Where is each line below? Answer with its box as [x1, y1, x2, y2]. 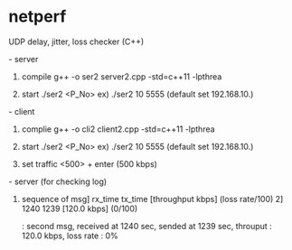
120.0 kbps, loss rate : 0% [21, 230, 118, 241]
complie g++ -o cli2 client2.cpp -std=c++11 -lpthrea [21, 124, 215, 134]
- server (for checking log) [8, 176, 108, 187]
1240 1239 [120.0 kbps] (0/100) [21, 203, 138, 214]
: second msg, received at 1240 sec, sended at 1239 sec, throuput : [21, 220, 272, 231]
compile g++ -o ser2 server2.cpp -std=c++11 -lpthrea [21, 70, 222, 82]
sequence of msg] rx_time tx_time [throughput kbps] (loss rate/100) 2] [21, 193, 284, 204]
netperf [8, 6, 67, 27]
